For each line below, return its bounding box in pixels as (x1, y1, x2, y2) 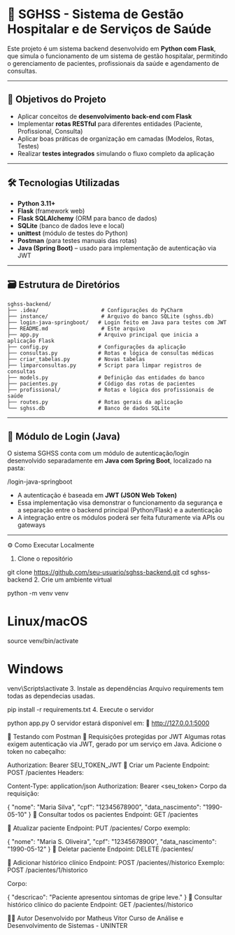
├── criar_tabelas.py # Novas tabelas (7, 356, 145, 363)
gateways (17, 521, 45, 529)
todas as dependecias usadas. (7, 692, 96, 701)
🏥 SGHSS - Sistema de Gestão (7, 6, 184, 22)
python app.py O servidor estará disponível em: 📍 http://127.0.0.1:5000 (7, 719, 210, 727)
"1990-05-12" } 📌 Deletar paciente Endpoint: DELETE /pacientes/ (7, 845, 194, 853)
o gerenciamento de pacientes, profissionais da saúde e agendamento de (7, 59, 220, 67)
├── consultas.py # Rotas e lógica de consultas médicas (7, 350, 215, 357)
